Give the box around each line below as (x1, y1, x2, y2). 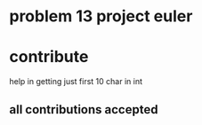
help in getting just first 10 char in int (9, 76, 143, 87)
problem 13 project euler (9, 6, 193, 27)
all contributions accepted (9, 102, 158, 117)
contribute (9, 47, 89, 67)
